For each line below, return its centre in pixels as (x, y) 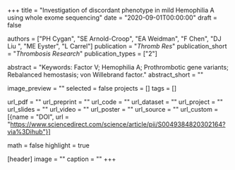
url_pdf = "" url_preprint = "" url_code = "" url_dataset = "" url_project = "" (115, 102)
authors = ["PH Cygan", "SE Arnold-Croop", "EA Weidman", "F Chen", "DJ (114, 39)
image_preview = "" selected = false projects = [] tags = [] (92, 88)
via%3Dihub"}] (29, 132)
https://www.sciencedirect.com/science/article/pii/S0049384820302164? (118, 124)
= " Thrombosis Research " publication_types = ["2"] (82, 53)
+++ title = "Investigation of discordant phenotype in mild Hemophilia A (111, 10)
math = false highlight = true (49, 145)
